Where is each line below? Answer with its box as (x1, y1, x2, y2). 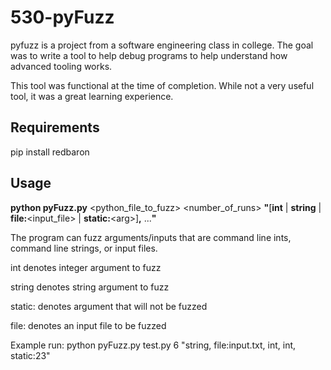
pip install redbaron (10, 146, 90, 158)
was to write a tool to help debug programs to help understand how (10, 49, 288, 61)
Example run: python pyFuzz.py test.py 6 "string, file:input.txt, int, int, (10, 339, 297, 351)
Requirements (10, 119, 100, 136)
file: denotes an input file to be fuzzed (10, 319, 167, 331)
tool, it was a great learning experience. (10, 90, 174, 102)
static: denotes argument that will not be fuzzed (10, 300, 208, 312)
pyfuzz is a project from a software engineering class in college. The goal (10, 39, 314, 51)
